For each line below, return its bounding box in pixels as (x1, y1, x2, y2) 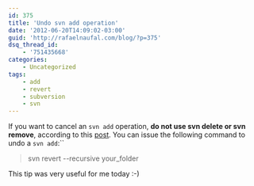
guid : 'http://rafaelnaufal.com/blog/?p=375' (8, 33, 161, 42)
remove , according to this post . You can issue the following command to (8, 130, 246, 139)
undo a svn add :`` (8, 139, 65, 148)
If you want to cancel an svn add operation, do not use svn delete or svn (8, 122, 246, 131)
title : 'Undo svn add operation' (8, 19, 119, 27)
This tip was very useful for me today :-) (8, 169, 140, 179)
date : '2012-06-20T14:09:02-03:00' (8, 26, 126, 34)
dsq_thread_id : (8, 41, 59, 49)
